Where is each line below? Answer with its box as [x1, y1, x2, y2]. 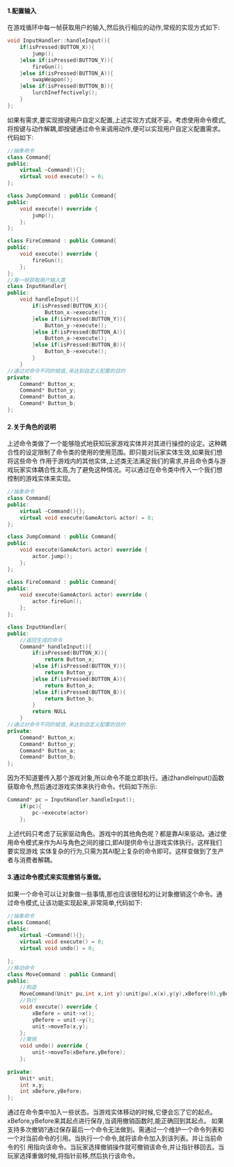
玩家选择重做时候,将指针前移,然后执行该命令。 [7, 1152, 139, 1160]
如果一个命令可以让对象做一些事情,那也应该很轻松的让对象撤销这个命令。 [7, 889, 217, 898]
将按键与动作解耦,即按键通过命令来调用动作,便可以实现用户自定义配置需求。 [7, 124, 225, 133]
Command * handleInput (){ [19, 643, 92, 650]
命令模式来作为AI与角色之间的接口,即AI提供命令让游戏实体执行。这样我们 [13, 838, 222, 846]
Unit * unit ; [19, 1075, 54, 1082]
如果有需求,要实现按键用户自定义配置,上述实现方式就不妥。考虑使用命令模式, [7, 115, 226, 124]
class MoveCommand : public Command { [7, 971, 117, 978]
